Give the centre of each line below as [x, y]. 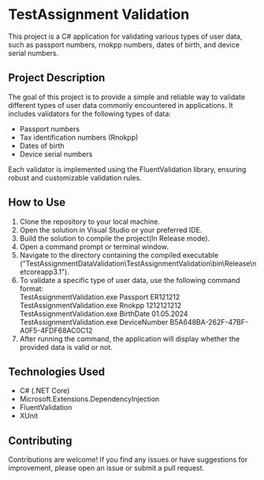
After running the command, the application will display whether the [130, 339]
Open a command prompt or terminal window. [94, 247]
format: [32, 288]
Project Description [57, 78]
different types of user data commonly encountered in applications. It [121, 105]
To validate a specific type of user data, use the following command [130, 280]
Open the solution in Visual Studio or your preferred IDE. [111, 229]
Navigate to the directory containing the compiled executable [119, 255]
